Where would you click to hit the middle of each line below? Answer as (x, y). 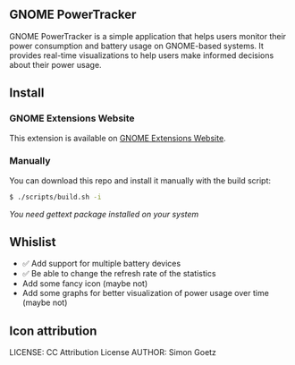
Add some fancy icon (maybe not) (85, 284)
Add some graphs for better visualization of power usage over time (146, 293)
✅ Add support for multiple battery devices (101, 264)
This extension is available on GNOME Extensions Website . (118, 138)
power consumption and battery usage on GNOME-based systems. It (136, 46)
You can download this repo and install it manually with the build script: (140, 180)
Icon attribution (53, 331)
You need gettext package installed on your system (104, 214)
